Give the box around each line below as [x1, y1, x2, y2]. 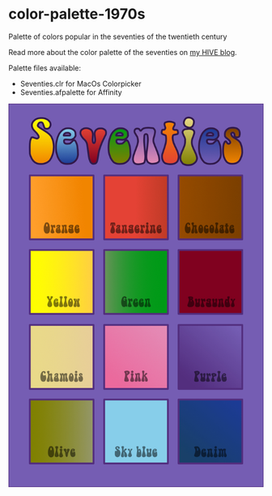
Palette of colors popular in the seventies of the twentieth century [8, 32, 227, 41]
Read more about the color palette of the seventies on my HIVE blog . [8, 47, 237, 57]
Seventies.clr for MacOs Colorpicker [19, 79, 142, 88]
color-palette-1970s [8, 5, 146, 24]
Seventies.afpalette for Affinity [19, 87, 123, 97]
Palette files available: [8, 62, 82, 73]
